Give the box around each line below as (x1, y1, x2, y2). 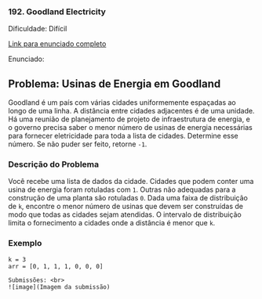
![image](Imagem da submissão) (8, 283, 111, 291)
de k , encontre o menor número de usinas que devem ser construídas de (8, 202, 243, 211)
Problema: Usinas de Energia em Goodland (8, 77, 221, 90)
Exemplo (8, 238, 42, 249)
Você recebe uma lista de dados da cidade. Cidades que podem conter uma (8, 177, 254, 186)
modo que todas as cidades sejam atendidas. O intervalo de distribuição (8, 210, 242, 219)
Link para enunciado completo (8, 39, 107, 49)
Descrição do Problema (8, 159, 100, 170)
